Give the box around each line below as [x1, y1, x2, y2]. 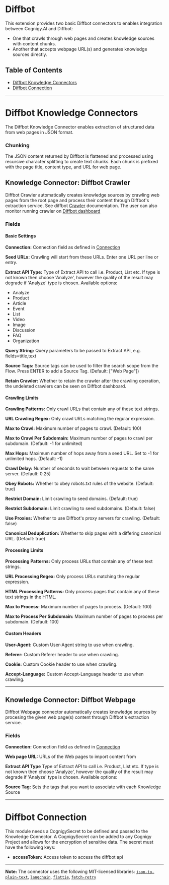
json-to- [136, 869, 154, 874]
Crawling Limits [5, 395, 39, 401]
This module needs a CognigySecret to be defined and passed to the [5, 828, 148, 834]
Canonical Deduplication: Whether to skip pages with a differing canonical [5, 530, 161, 536]
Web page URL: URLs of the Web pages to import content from [5, 753, 136, 760]
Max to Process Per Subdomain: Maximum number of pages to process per [5, 613, 163, 619]
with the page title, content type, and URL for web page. [5, 164, 122, 170]
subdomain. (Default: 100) [5, 619, 59, 625]
